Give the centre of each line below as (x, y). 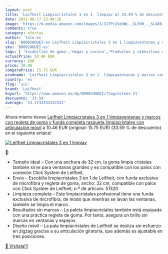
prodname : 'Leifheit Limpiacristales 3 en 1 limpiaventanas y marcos (80, 75)
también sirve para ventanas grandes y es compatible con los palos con (86, 167)
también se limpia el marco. (41, 204)
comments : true (21, 28)
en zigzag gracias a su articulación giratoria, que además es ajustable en (87, 231)
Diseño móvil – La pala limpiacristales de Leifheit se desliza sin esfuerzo (87, 226)
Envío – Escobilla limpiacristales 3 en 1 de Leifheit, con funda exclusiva (85, 178)
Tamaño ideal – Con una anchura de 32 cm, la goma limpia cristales (82, 162)
